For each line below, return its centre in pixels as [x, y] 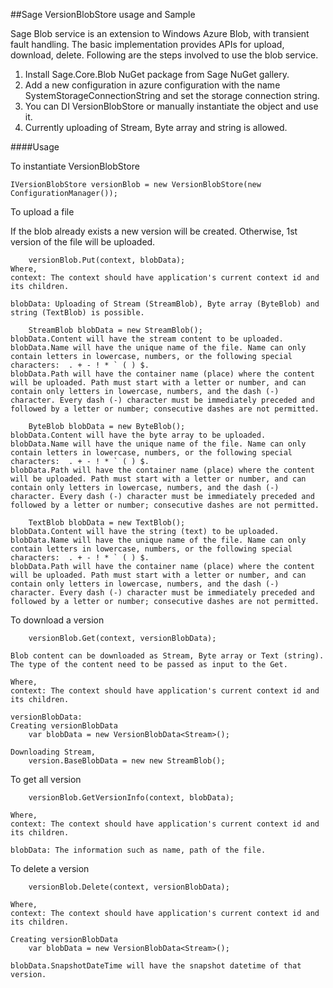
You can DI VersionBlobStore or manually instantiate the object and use [171, 106]
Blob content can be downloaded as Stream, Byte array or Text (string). [167, 656]
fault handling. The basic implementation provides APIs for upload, [147, 44]
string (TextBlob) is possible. [77, 313]
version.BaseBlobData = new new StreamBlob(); [127, 761]
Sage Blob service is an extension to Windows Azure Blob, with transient [160, 33]
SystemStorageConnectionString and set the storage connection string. [172, 95]
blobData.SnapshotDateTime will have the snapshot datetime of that [156, 966]
